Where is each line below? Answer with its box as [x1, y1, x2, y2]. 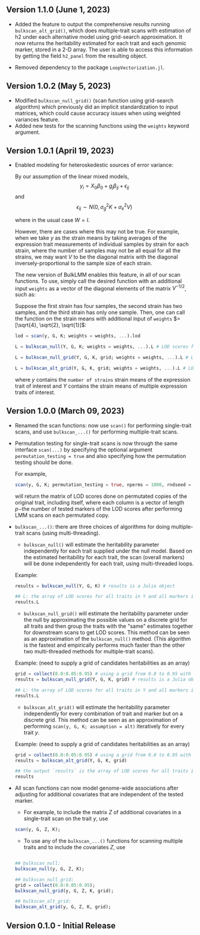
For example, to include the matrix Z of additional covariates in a [23, 809, 182, 816]
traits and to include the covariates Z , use [23, 844, 126, 851]
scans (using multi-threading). [26, 529, 100, 537]
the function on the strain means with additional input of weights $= [14, 315, 181, 322]
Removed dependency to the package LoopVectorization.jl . [14, 64, 165, 71]
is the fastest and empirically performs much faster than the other [23, 641, 186, 649]
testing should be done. [14, 459, 73, 466]
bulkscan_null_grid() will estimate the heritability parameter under [23, 610, 189, 617]
